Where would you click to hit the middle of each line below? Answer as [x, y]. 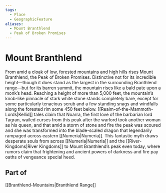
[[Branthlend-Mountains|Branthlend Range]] [50, 185]
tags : [11, 10]
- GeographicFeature [31, 19]
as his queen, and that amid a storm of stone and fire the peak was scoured [83, 125]
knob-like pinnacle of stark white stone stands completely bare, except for [82, 98]
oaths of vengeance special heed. [40, 157]
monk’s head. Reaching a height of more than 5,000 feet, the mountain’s [79, 93]
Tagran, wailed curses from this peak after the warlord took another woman [83, 120]
